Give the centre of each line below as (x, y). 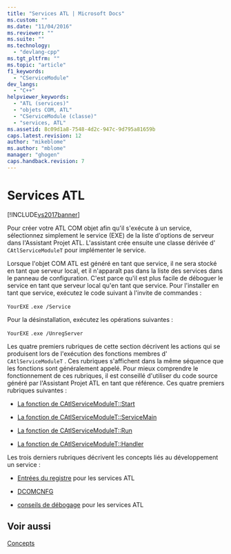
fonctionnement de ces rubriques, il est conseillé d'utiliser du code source (113, 375)
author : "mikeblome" (37, 142)
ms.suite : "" (26, 39)
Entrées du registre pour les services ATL (76, 478)
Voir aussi (29, 527)
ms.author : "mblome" (37, 149)
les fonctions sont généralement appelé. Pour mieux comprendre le (103, 368)
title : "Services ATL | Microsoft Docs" (66, 13)
